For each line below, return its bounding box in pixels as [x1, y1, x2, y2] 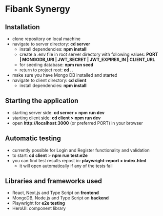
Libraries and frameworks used [5, 177, 102, 185]
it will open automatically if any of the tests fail [19, 163, 113, 169]
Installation [5, 23, 40, 31]
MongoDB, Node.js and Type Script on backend [12, 195, 109, 201]
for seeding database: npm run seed [19, 62, 94, 67]
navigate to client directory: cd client [12, 77, 87, 83]
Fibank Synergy [5, 3, 71, 15]
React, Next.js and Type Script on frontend [12, 190, 99, 196]
